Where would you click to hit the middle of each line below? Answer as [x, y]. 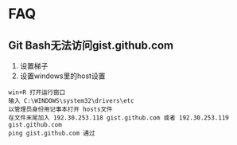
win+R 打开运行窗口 [37, 92]
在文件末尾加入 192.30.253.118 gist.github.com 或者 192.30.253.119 [118, 118]
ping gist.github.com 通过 [52, 133]
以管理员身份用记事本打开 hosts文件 [60, 109]
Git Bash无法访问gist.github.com [91, 45]
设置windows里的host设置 [62, 76]
